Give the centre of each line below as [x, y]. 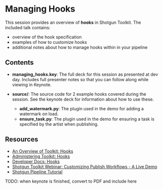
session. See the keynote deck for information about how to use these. [83, 99]
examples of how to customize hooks [49, 42]
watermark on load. [39, 114]
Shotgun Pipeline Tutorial [37, 172]
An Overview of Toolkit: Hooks [43, 151]
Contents [19, 62]
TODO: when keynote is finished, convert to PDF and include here [71, 181]
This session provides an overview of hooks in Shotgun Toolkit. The [73, 22]
